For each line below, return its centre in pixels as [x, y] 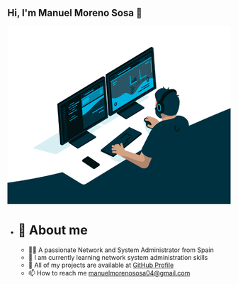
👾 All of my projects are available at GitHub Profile [101, 265]
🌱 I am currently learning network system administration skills [118, 257]
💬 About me [53, 230]
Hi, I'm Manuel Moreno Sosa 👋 [75, 13]
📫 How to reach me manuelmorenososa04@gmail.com [109, 273]
